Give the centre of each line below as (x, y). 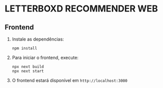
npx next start (28, 71)
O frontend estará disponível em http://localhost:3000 (70, 80)
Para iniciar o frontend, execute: (45, 57)
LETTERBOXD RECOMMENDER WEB (81, 9)
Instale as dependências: (38, 39)
